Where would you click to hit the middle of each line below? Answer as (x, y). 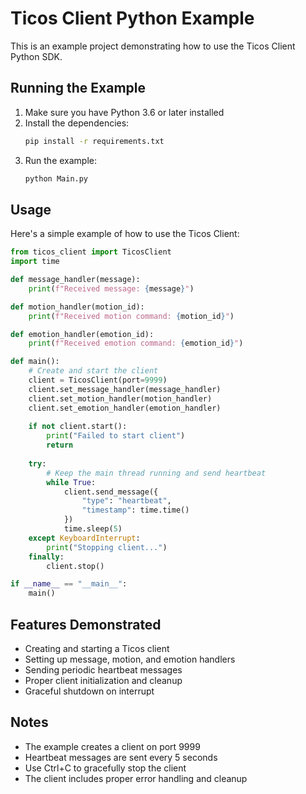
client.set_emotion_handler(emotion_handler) (125, 408)
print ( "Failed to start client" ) (116, 436)
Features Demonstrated (86, 624)
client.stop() (75, 566)
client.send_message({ (111, 492)
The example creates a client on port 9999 (112, 746)
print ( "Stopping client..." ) (107, 547)
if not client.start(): (78, 427)
